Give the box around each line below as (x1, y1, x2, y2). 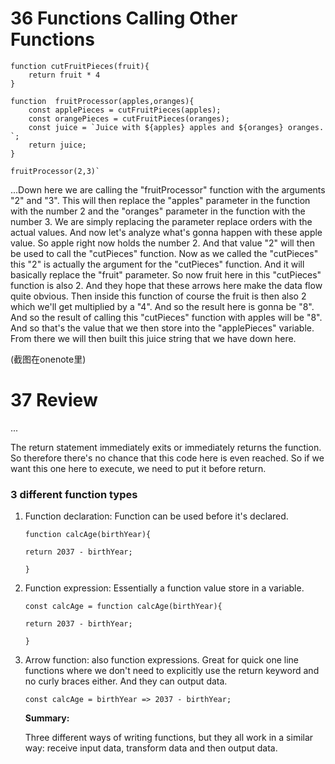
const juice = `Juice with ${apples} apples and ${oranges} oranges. (28, 122, 325, 132)
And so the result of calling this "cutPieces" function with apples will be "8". (10, 311, 323, 323)
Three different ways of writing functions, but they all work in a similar (24, 732, 314, 744)
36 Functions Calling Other (10, 7, 238, 30)
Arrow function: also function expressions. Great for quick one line (24, 654, 299, 666)
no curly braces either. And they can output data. (24, 675, 228, 687)
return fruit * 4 (28, 70, 101, 80)
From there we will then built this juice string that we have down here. (10, 332, 297, 344)
